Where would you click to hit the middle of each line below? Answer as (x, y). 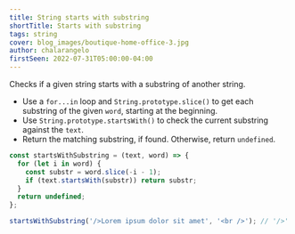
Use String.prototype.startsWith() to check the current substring (145, 120)
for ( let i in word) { (59, 164)
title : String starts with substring (79, 17)
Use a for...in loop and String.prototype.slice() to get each (138, 101)
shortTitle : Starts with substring (75, 26)
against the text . (53, 129)
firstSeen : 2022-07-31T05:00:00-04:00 (81, 59)
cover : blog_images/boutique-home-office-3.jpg (99, 42)
